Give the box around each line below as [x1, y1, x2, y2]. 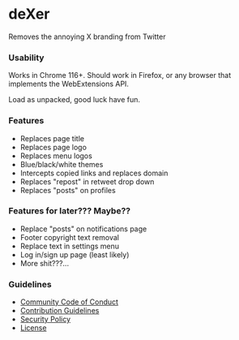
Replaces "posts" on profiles [19, 185, 116, 195]
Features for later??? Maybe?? [8, 205, 131, 217]
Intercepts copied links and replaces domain [19, 168, 169, 178]
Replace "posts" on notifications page [19, 224, 147, 234]
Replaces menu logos [19, 151, 93, 161]
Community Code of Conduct [19, 297, 119, 307]
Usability [8, 52, 45, 63]
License [19, 323, 47, 333]
